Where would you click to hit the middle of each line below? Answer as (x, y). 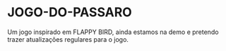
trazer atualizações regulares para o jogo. (68, 39)
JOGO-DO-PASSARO (70, 12)
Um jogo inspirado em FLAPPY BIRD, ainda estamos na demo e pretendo (113, 32)
